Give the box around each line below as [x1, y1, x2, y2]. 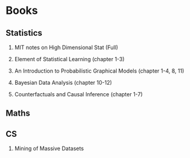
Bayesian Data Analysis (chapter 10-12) [14, 79, 113, 86]
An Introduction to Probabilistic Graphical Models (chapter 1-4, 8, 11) [14, 67, 185, 74]
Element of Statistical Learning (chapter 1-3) [14, 56, 125, 62]
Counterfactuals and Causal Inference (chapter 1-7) [14, 91, 143, 97]
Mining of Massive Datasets [14, 145, 84, 152]
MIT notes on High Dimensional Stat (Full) [14, 44, 119, 51]
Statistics [5, 28, 43, 38]
